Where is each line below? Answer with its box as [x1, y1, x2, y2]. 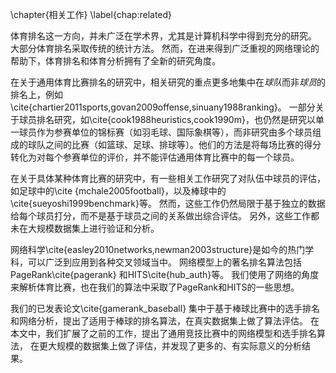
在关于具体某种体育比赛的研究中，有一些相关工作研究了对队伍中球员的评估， [10, 173, 326, 184]
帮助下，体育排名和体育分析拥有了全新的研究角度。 [10, 55, 221, 67]
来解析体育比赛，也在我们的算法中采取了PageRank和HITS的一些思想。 [10, 281, 300, 293]
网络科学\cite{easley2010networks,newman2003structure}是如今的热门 [10, 244, 306, 255]
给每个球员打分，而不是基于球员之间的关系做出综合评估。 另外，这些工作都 [10, 210, 320, 222]
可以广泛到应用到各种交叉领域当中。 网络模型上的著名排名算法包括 [27, 256, 302, 268]
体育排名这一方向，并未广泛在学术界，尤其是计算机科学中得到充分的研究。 [10, 30, 317, 42]
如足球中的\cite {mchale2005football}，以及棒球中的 [10, 185, 227, 197]
